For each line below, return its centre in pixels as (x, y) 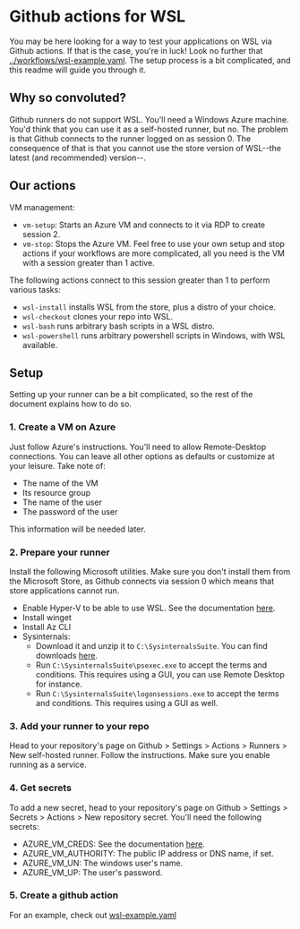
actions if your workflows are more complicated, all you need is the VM (153, 253)
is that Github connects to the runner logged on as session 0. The (130, 138)
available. (40, 345)
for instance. (59, 684)
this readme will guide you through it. (77, 70)
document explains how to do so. (71, 404)
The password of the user (70, 511)
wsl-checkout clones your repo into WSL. (97, 316)
